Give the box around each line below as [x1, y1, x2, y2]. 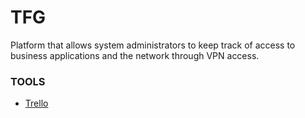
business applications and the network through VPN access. [10, 49, 260, 61]
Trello [24, 97, 49, 110]
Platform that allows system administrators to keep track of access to [10, 39, 296, 51]
